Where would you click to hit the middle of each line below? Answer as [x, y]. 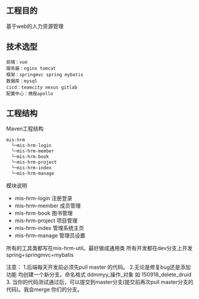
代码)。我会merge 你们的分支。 [45, 289]
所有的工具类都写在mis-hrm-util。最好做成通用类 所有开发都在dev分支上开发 [99, 248]
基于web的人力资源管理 [35, 26]
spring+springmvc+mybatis [40, 254]
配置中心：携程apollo [30, 94]
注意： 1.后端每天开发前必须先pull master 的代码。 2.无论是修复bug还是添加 [99, 267]
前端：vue [17, 62]
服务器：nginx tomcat [31, 68]
